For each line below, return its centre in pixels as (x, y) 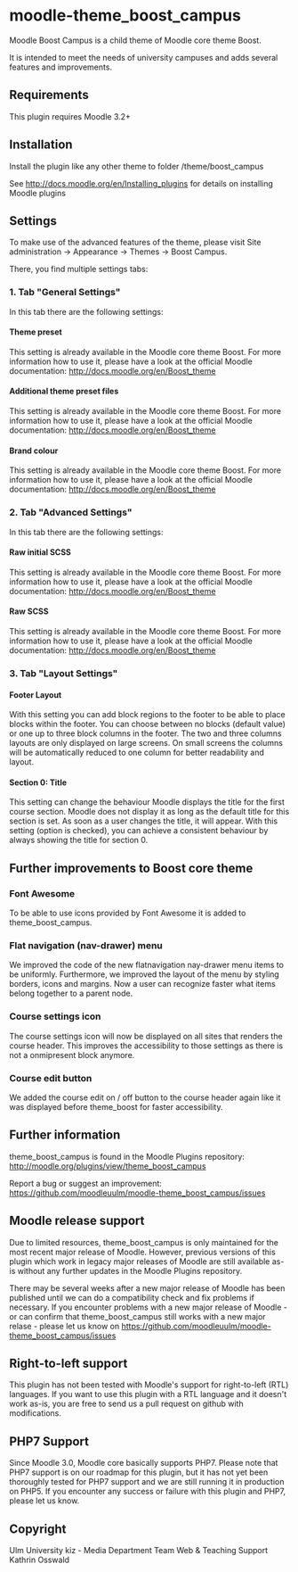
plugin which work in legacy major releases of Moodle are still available (140, 1261)
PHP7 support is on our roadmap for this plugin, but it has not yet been (139, 1472)
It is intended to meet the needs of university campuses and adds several (144, 57)
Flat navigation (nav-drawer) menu (86, 945)
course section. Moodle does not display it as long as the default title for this (149, 812)
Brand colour (34, 451)
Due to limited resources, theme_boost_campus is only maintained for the (144, 1242)
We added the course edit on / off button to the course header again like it (145, 1097)
